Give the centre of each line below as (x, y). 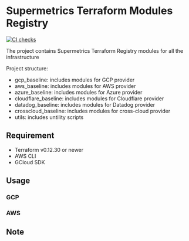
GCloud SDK (30, 162)
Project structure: (27, 68)
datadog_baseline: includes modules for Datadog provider (85, 104)
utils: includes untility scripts (49, 117)
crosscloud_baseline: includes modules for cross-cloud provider (92, 111)
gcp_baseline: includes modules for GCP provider (75, 80)
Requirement (30, 136)
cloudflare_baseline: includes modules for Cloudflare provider (89, 99)
